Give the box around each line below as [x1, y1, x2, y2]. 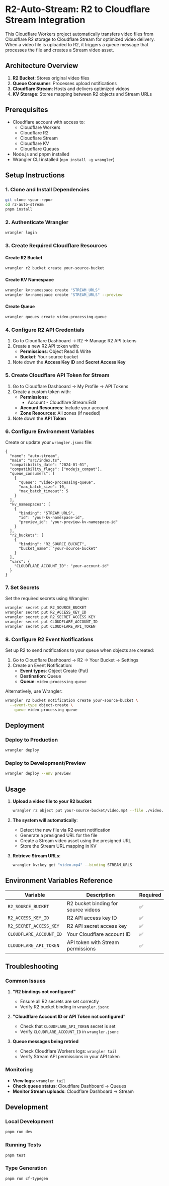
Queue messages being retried [12, 1039, 79, 1045]
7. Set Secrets [5, 584, 39, 591]
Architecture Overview [5, 61, 78, 70]
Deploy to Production [5, 736, 58, 743]
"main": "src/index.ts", [10, 458, 62, 463]
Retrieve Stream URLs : [12, 852, 61, 859]
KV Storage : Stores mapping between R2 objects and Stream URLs [12, 91, 152, 97]
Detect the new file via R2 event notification [20, 827, 111, 833]
